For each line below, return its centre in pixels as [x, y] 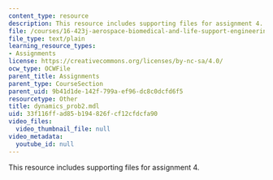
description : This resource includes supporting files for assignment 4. [136, 24]
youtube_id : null [45, 144]
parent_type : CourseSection [56, 84]
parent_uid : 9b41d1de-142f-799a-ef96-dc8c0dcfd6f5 [96, 91]
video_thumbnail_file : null [63, 129]
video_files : [30, 122]
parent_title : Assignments [54, 76]
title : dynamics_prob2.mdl [54, 106]
